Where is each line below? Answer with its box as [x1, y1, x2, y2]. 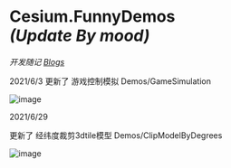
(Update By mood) [9, 25, 150, 46]
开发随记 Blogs [9, 56, 65, 67]
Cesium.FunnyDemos [9, 6, 176, 27]
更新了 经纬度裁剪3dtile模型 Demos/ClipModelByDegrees [9, 129, 223, 141]
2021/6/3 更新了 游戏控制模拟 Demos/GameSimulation [9, 75, 211, 87]
